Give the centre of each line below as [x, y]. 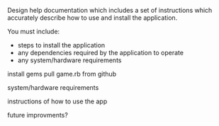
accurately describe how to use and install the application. [92, 18]
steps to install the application [61, 45]
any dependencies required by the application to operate [101, 53]
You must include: [34, 31]
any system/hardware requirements [69, 60]
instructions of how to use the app [57, 101]
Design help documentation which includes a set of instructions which [110, 10]
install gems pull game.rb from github [62, 74]
